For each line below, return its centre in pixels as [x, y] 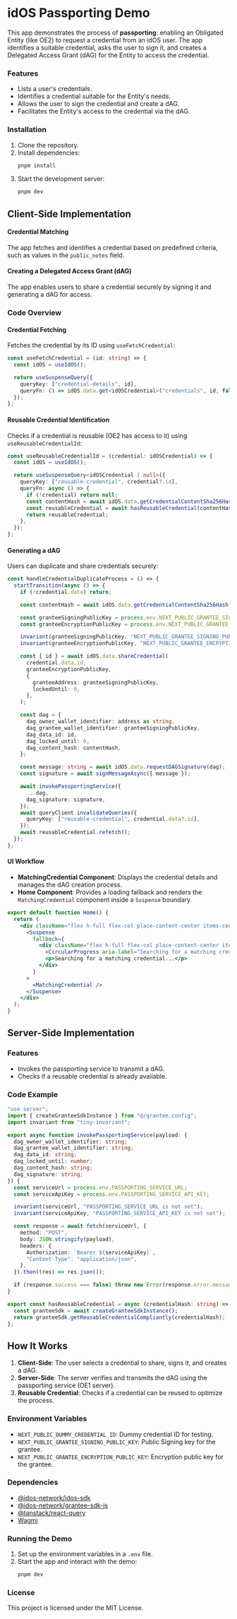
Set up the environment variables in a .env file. [85, 1554]
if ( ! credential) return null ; [72, 495]
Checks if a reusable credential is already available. [92, 1076]
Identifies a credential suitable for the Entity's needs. [94, 96]
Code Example [33, 1094]
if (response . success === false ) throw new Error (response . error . [113, 1285]
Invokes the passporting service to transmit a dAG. [91, 1069]
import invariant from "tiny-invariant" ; [69, 1122]
